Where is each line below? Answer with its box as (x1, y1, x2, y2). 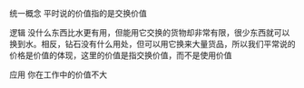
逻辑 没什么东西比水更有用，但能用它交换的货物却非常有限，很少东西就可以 (9, 27, 290, 38)
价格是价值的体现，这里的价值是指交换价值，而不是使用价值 (9, 50, 232, 61)
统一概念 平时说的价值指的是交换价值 (9, 8, 147, 18)
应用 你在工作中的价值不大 (9, 69, 107, 80)
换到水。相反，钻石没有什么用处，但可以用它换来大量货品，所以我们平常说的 (9, 39, 296, 49)
